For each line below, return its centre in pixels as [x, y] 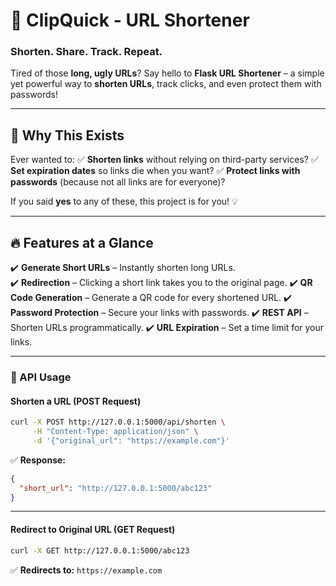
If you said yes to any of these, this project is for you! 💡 [124, 201]
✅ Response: [38, 460]
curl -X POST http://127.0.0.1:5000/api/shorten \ [118, 422]
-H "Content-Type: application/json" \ [115, 432]
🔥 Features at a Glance [82, 242]
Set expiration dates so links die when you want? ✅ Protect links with [155, 171]
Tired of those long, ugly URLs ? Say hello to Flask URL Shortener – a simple [167, 73]
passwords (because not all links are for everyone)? [118, 182]
